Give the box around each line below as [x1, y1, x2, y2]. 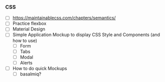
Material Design [12, 26, 45, 32]
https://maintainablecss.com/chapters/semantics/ [12, 15, 116, 21]
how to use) [12, 37, 38, 43]
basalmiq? [20, 71, 42, 77]
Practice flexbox [12, 20, 47, 26]
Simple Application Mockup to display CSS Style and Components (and [12, 31, 160, 38]
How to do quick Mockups [12, 65, 67, 71]
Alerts [20, 59, 33, 65]
